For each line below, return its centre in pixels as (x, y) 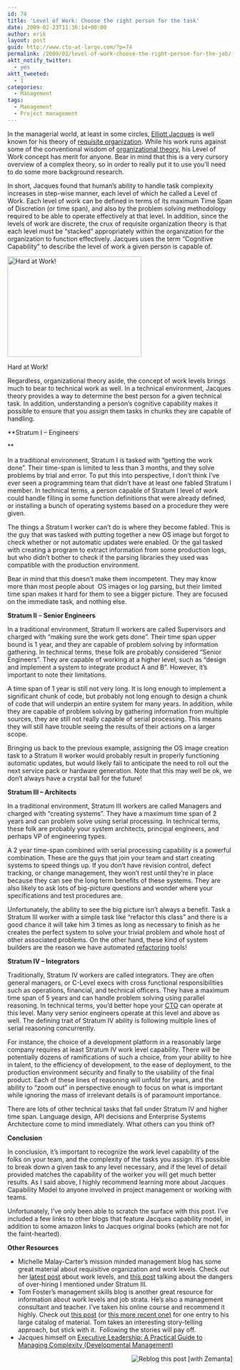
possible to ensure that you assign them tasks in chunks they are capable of (119, 411)
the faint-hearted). (35, 1234)
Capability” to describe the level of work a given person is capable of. (110, 246)
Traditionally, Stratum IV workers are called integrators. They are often (111, 974)
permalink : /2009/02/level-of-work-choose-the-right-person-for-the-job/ (120, 54)
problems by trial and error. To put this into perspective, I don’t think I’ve (114, 475)
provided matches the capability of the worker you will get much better (112, 1174)
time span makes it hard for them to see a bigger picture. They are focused (117, 594)
